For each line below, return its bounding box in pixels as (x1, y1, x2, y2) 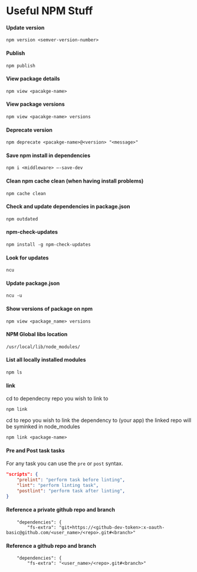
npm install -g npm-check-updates (6, 242, 91, 248)
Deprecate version (6, 126, 53, 134)
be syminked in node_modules (6, 423, 81, 430)
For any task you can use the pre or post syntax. (6, 460, 124, 467)
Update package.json (6, 279, 60, 287)
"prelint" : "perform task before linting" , (17, 477, 126, 483)
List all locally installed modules (6, 356, 87, 363)
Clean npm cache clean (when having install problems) (6, 177, 144, 184)
